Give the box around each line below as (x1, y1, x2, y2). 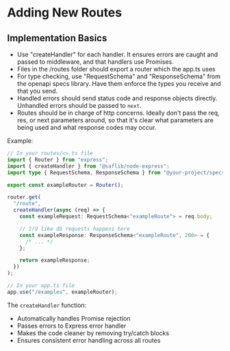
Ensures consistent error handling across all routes (16, 336, 161, 344)
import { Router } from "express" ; (7, 156, 109, 163)
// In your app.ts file (7, 282, 75, 289)
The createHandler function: (7, 301, 87, 309)
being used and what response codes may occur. (16, 124, 157, 131)
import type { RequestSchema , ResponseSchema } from (7, 169, 161, 176)
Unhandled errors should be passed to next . (16, 102, 142, 109)
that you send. (16, 87, 58, 95)
